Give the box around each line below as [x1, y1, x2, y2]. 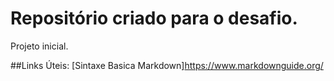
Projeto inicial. [10, 40, 69, 52]
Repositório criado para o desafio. [10, 7, 298, 30]
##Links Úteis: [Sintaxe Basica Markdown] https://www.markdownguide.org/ [10, 59, 324, 71]
